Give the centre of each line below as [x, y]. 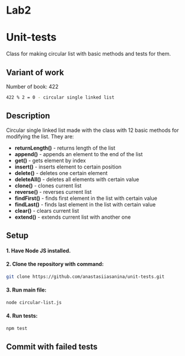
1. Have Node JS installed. [39, 250]
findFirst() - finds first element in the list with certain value [86, 198]
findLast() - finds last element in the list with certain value [85, 204]
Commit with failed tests [52, 347]
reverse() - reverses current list [53, 192]
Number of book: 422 [32, 86]
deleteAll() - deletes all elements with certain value [77, 179]
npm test [17, 328]
